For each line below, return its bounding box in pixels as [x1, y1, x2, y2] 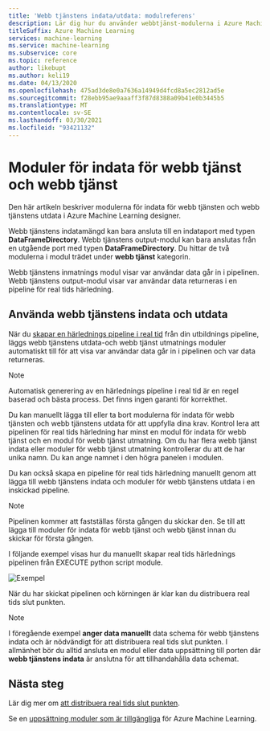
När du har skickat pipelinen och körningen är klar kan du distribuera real [8, 588, 251, 598]
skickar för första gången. [8, 533, 94, 543]
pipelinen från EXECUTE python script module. [8, 557, 163, 567]
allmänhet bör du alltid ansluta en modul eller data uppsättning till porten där [8, 645, 261, 655]
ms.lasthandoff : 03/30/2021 [8, 116, 103, 125]
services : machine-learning [8, 34, 103, 43]
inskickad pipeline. [8, 485, 71, 495]
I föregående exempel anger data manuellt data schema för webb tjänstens [8, 628, 260, 638]
